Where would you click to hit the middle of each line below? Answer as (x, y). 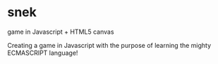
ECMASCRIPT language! (43, 53)
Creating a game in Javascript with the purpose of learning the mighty (109, 45)
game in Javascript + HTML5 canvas (61, 32)
